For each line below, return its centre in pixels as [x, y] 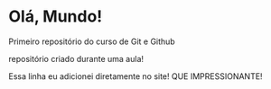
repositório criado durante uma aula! [76, 58]
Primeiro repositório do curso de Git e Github [92, 41]
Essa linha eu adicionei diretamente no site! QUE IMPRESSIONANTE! [135, 76]
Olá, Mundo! [56, 17]
